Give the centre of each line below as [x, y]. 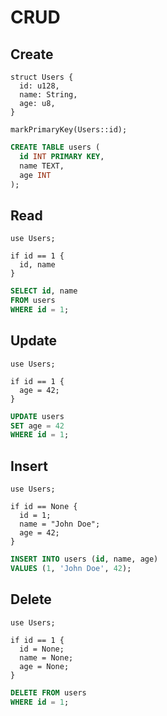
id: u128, [39, 86]
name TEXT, [42, 166]
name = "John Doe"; [60, 524]
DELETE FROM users [48, 692]
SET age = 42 [37, 426]
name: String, [48, 95]
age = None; [44, 666]
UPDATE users [37, 416]
